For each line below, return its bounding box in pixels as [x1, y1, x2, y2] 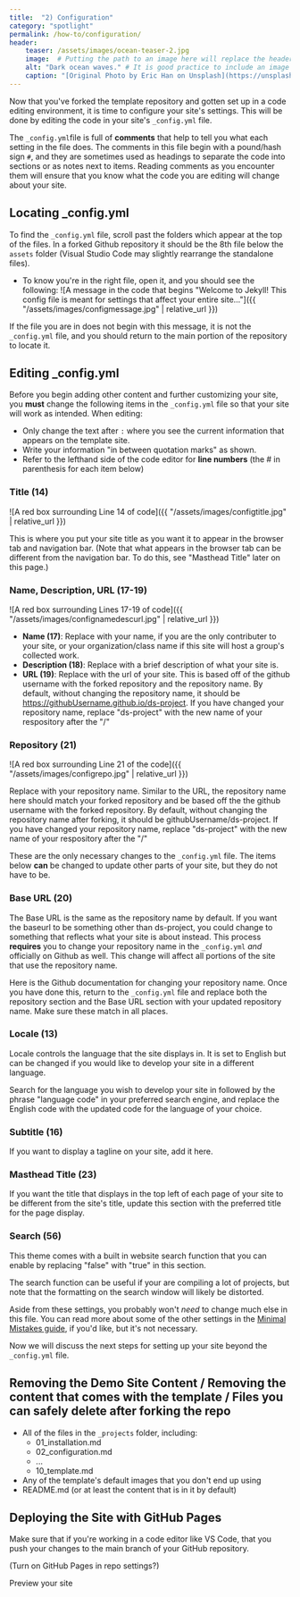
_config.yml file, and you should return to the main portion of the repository [9, 330, 287, 340]
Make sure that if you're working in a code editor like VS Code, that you [9, 1534, 272, 1544]
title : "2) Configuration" [9, 13, 114, 22]
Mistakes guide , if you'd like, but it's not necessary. [9, 1323, 198, 1333]
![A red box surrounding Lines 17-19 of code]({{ [9, 604, 183, 615]
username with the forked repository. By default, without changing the [9, 805, 268, 816]
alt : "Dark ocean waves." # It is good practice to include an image [25, 63, 290, 72]
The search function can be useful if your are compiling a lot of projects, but [9, 1277, 290, 1288]
